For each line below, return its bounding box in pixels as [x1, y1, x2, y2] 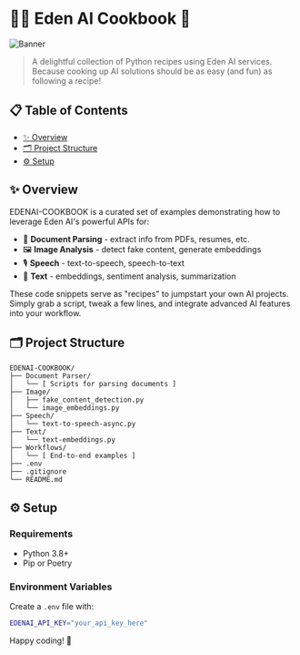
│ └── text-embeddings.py [9, 435, 116, 445]
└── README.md [9, 476, 64, 485]
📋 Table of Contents [9, 103, 129, 118]
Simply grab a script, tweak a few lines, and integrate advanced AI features [9, 298, 291, 309]
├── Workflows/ [9, 444, 67, 453]
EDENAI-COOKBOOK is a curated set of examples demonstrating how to [9, 206, 281, 217]
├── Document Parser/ [9, 372, 92, 381]
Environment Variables [9, 580, 113, 593]
